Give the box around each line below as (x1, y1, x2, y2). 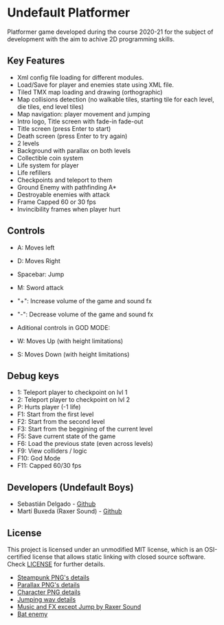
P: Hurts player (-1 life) (16, 403, 81, 411)
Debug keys (7, 370, 60, 382)
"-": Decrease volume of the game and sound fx (16, 310, 153, 318)
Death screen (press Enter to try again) (16, 132, 128, 140)
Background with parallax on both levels (16, 146, 131, 154)
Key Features (7, 55, 65, 67)
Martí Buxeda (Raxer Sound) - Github (16, 507, 122, 515)
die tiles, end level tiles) (16, 102, 85, 111)
